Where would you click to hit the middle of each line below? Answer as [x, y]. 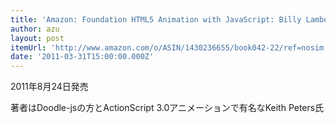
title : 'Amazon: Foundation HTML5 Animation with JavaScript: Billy [156, 19]
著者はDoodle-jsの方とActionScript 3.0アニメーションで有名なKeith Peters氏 [167, 108]
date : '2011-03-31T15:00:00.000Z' [82, 57]
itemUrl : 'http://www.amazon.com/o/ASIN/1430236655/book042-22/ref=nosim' [169, 47]
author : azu [35, 29]
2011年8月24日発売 [49, 87]
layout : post [37, 38]
